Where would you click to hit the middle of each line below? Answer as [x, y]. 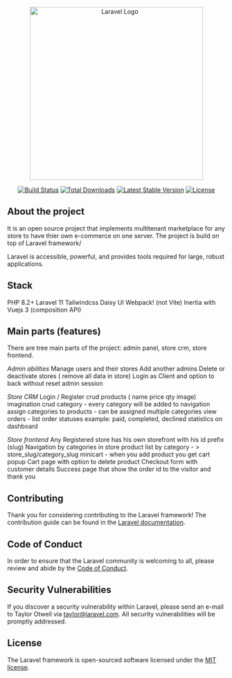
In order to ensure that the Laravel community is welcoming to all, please [111, 561]
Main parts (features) [54, 331]
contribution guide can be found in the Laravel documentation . [96, 522]
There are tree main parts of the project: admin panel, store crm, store [107, 348]
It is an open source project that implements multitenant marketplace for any [116, 228]
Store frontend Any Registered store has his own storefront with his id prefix [116, 440]
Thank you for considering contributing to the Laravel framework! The [107, 515]
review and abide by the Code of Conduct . [68, 569]
